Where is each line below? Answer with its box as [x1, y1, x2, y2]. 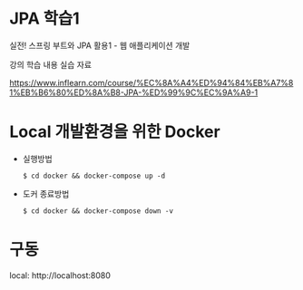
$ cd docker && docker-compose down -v [22, 206, 174, 216]
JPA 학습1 [9, 8, 80, 29]
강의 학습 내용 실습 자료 [9, 59, 93, 70]
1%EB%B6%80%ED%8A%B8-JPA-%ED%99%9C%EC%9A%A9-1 [9, 87, 259, 98]
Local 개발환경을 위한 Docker [9, 121, 220, 142]
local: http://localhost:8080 [9, 269, 112, 281]
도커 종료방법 [22, 188, 70, 199]
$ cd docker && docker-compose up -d [22, 171, 166, 180]
